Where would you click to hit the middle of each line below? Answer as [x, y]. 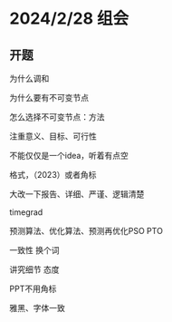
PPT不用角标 [33, 288]
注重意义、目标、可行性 [53, 136]
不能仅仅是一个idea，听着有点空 [69, 156]
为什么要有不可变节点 [49, 98]
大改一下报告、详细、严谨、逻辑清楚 [77, 194]
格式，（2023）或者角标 [53, 175]
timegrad [26, 212]
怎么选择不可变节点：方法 [57, 117]
